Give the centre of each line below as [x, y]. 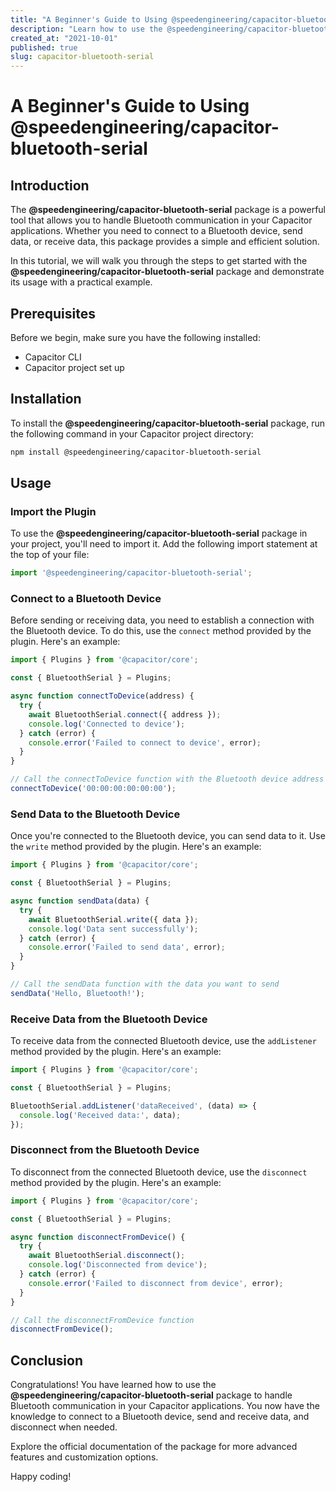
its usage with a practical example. [81, 282]
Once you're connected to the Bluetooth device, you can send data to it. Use [168, 836]
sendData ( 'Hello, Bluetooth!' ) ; [77, 993]
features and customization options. [84, 1457]
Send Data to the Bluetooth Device [95, 814]
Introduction [50, 185]
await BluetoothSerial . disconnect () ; [107, 1256]
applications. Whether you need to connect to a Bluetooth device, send [156, 231]
